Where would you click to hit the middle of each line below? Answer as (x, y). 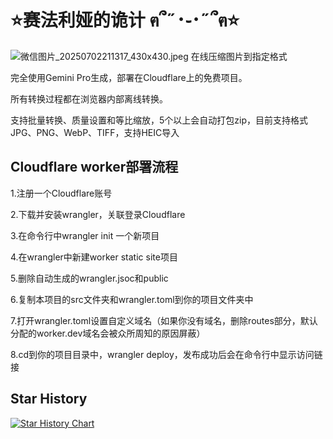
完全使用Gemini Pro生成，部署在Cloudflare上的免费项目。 (129, 77)
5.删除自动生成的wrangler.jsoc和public (89, 278)
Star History (49, 399)
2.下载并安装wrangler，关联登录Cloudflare (98, 214)
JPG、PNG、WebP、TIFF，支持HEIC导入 (95, 132)
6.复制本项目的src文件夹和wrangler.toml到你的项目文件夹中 (132, 299)
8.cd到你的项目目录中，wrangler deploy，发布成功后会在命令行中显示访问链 (166, 354)
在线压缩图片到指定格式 (239, 56)
